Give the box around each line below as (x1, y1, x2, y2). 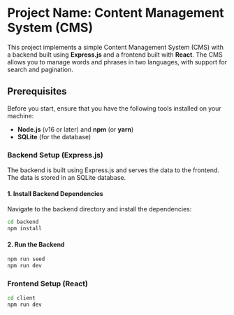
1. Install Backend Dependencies (7, 189, 103, 197)
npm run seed (7, 255, 45, 263)
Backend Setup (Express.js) (7, 150, 103, 160)
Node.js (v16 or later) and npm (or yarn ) (17, 125, 134, 134)
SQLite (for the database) (17, 132, 92, 141)
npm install (7, 225, 42, 232)
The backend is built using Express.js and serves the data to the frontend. (7, 166, 220, 174)
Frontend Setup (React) (7, 279, 89, 288)
